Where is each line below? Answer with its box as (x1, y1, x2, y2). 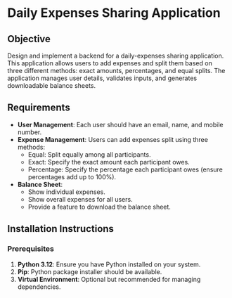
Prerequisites (7, 244, 54, 254)
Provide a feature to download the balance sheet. (27, 202, 171, 211)
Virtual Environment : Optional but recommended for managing (17, 275, 201, 283)
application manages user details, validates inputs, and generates (7, 74, 198, 82)
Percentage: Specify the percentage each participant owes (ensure (27, 165, 224, 174)
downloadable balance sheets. (7, 82, 96, 89)
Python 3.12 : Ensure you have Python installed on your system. (17, 260, 201, 268)
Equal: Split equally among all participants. (27, 150, 151, 159)
